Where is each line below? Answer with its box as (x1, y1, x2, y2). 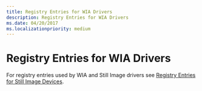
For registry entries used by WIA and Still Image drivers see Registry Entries (6, 72, 196, 79)
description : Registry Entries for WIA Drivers (6, 14, 129, 20)
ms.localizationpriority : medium (6, 25, 91, 32)
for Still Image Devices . (6, 78, 64, 85)
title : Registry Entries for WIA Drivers (6, 8, 113, 15)
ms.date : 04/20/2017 (6, 20, 59, 26)
